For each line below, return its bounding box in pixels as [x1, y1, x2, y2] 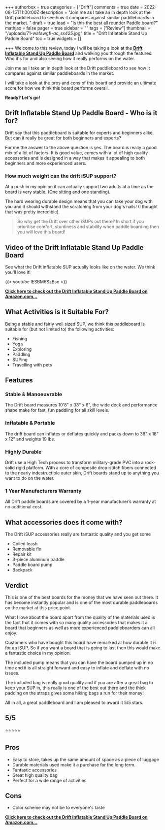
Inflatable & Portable [5, 420, 55, 427]
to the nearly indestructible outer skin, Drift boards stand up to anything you [5, 470, 159, 476]
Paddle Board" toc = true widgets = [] [5, 35, 81, 41]
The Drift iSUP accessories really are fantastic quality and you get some [5, 531, 151, 537]
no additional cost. [5, 504, 43, 510]
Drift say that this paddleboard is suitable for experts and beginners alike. [5, 130, 154, 135]
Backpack [12, 567, 33, 573]
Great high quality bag [12, 772, 58, 778]
